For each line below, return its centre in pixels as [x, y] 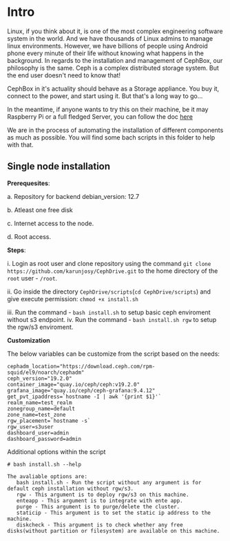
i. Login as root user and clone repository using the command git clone [109, 263]
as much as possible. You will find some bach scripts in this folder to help [111, 137]
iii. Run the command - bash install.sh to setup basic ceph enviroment [109, 312]
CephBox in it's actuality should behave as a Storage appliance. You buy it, [113, 88]
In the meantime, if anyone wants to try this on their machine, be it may [108, 109]
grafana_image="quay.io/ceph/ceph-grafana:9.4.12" [81, 390]
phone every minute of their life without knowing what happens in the [106, 53]
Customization [29, 340]
